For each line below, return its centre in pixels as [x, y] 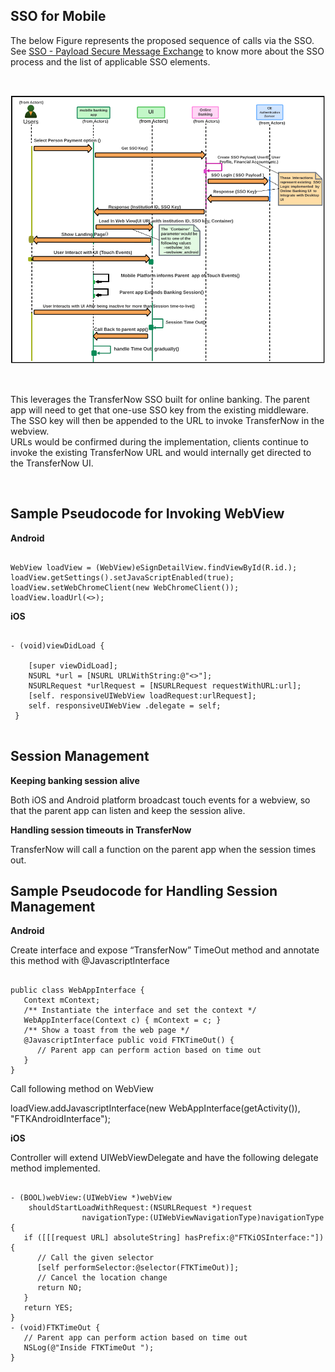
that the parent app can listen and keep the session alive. [128, 810]
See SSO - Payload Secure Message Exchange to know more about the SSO [167, 51]
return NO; [59, 1288]
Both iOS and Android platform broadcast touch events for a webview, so [160, 800]
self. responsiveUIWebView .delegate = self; [125, 705]
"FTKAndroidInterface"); [60, 1119]
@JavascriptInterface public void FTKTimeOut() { [129, 1040]
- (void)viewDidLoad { [57, 645]
